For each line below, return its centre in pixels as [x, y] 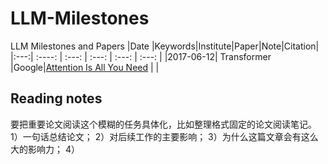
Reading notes [56, 98]
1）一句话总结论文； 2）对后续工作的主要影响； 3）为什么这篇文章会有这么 [164, 136]
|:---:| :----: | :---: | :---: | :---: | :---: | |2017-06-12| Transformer [141, 56]
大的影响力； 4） [45, 149]
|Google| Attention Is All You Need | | [85, 67]
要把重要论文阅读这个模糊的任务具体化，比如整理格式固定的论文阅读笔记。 [163, 124]
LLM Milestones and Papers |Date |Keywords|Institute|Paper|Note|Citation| [165, 46]
